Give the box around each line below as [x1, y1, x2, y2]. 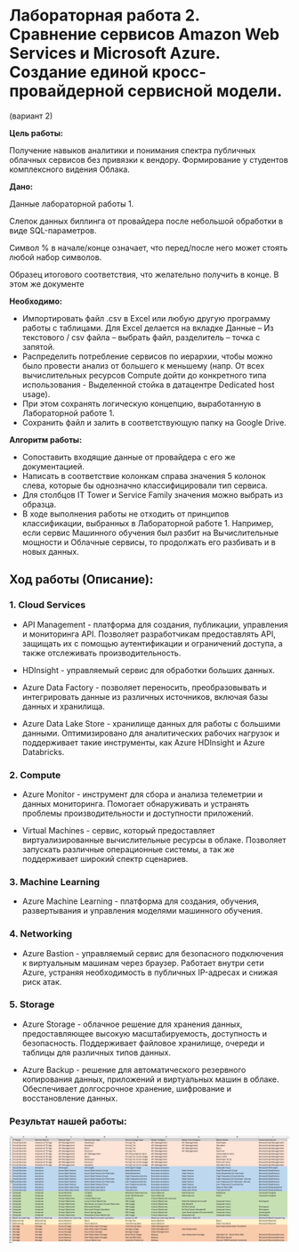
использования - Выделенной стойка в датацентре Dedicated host [21, 379, 275, 390]
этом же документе [9, 278, 85, 289]
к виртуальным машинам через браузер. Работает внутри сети [21, 957, 264, 968]
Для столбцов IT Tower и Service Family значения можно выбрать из [21, 489, 283, 500]
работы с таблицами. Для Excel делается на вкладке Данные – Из [21, 322, 274, 333]
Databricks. [21, 746, 65, 757]
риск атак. [21, 976, 62, 987]
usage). [21, 388, 51, 399]
